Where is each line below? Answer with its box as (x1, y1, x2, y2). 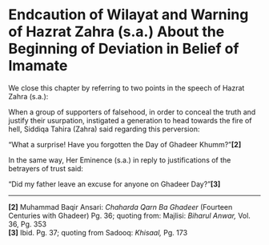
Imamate (8, 57, 68, 75)
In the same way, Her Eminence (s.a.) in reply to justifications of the (8, 155, 231, 165)
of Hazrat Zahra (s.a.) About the (8, 22, 225, 41)
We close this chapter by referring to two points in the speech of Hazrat (8, 82, 245, 93)
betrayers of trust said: (8, 163, 84, 173)
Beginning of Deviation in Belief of (8, 40, 239, 58)
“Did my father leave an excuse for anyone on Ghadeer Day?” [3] (8, 179, 221, 189)
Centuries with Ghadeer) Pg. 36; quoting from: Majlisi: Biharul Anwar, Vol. (8, 211, 251, 220)
